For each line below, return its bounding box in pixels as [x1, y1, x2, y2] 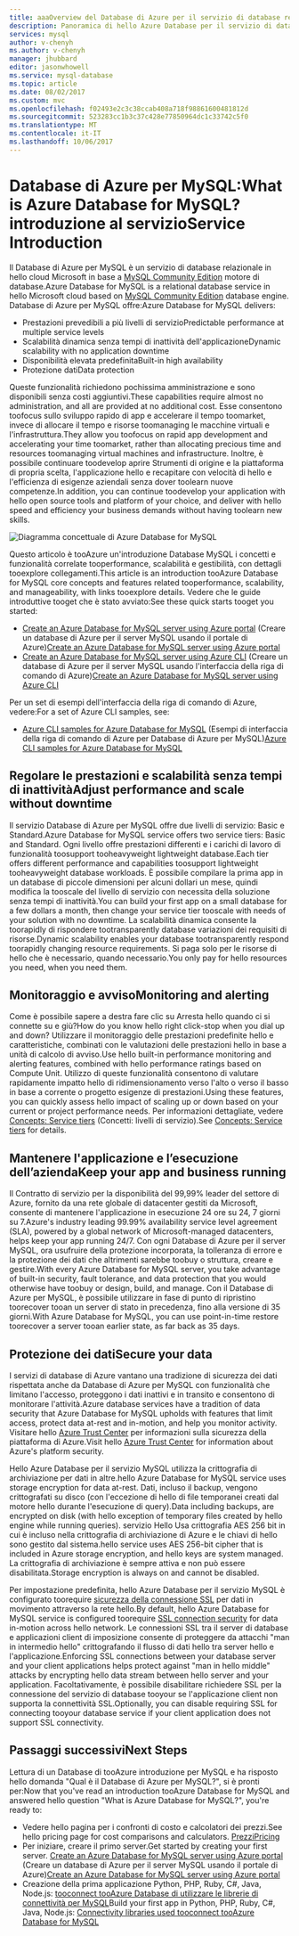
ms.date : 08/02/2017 [9, 87, 86, 96]
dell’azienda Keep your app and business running [9, 1164, 287, 1180]
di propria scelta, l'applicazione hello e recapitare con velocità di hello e [9, 467, 273, 478]
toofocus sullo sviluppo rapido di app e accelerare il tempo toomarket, [9, 410, 266, 421]
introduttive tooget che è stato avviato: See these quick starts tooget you [9, 596, 274, 607]
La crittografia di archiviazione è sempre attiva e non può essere [9, 1557, 246, 1568]
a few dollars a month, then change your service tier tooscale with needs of [9, 905, 287, 916]
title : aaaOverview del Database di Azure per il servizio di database [9, 12, 280, 22]
